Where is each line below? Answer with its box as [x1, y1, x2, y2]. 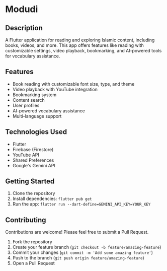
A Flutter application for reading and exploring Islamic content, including [5, 37, 155, 43]
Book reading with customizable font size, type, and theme [12, 81, 135, 87]
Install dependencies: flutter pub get [12, 195, 92, 202]
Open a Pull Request [12, 260, 55, 266]
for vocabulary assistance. [5, 53, 60, 59]
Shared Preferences [12, 157, 54, 163]
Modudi [5, 4, 38, 15]
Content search [12, 97, 45, 103]
